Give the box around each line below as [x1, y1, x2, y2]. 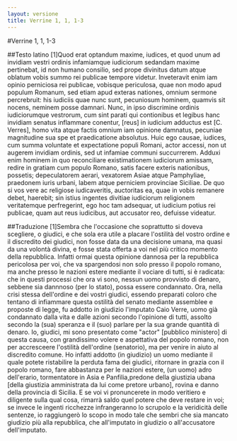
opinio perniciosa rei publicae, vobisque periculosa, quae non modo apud [7, 80, 221, 89]
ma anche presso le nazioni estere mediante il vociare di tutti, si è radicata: [7, 267, 225, 276]
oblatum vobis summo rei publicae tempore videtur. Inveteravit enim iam [7, 72, 218, 82]
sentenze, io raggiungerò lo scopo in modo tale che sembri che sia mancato [7, 411, 229, 419]
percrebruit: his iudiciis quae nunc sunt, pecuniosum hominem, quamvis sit [7, 95, 226, 104]
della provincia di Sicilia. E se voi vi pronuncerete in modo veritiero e [7, 388, 207, 396]
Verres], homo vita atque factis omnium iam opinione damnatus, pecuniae [7, 125, 223, 134]
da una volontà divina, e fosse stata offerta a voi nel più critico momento [7, 245, 218, 253]
